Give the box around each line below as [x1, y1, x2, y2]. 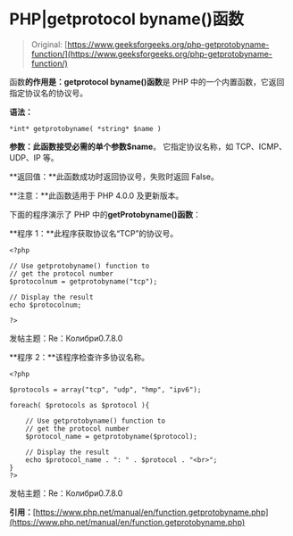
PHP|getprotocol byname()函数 [9, 9, 244, 29]
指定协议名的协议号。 [9, 87, 88, 98]
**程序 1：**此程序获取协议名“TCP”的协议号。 [9, 227, 179, 238]
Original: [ [30, 38, 68, 50]
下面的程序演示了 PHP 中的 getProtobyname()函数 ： [9, 209, 201, 219]
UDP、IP [9, 152, 42, 162]
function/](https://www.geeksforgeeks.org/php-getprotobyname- [30, 48, 272, 59]
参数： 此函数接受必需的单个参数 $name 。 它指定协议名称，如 [9, 141, 234, 152]
